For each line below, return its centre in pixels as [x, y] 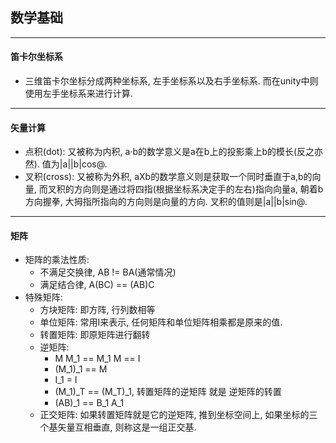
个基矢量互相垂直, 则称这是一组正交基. [118, 427]
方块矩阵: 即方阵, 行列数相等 [97, 310]
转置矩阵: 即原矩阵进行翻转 [95, 335]
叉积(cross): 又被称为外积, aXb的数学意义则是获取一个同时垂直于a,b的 [168, 177]
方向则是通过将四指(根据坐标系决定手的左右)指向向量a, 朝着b [198, 189]
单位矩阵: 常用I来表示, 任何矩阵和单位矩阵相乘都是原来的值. [161, 322]
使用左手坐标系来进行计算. [78, 94]
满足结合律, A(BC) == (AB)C [97, 285]
